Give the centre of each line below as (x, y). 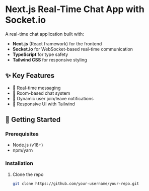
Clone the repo (28, 174)
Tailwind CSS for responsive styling (50, 59)
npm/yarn (23, 150)
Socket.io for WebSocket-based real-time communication (73, 49)
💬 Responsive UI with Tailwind (44, 104)
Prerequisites (22, 134)
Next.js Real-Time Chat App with (75, 9)
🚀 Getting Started (33, 120)
